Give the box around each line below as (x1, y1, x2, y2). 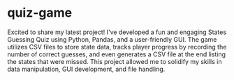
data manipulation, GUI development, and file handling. (7, 65, 166, 73)
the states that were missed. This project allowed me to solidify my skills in (7, 57, 222, 65)
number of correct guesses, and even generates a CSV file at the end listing (7, 50, 226, 58)
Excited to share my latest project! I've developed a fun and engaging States (7, 28, 227, 36)
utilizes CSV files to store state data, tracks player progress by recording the (7, 42, 227, 51)
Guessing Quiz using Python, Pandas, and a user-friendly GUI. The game (7, 35, 217, 43)
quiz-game (7, 5, 72, 21)
